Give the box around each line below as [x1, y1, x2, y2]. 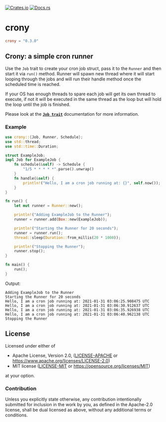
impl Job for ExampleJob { [5, 157, 61, 162]
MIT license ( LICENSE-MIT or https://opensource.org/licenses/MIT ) [12, 363, 150, 369]
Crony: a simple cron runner [5, 52, 94, 61]
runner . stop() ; [14, 249, 46, 254]
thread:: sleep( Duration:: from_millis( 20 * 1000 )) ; [14, 235, 121, 240]
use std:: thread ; [5, 139, 41, 144]
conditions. [5, 412, 28, 418]
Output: [5, 281, 21, 286]
